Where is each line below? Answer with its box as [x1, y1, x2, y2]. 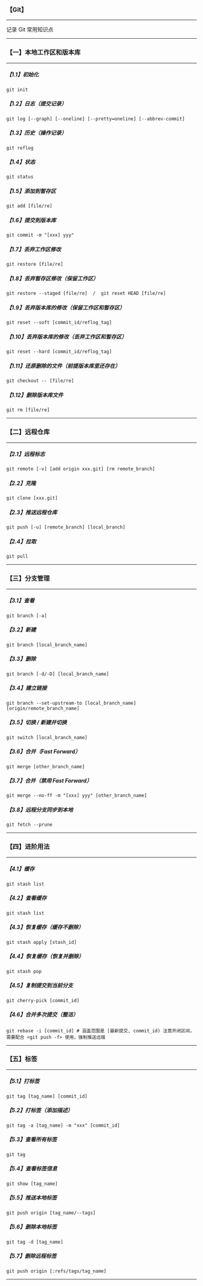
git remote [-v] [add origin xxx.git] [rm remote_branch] [6, 466, 155, 472]
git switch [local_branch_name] [6, 734, 88, 740]
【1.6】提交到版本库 [6, 217, 56, 224]
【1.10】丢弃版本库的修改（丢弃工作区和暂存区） [6, 333, 127, 340]
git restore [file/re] [6, 262, 63, 268]
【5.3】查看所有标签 [6, 1136, 57, 1143]
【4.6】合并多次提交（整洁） [6, 1011, 79, 1018]
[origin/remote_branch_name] [6, 705, 80, 711]
